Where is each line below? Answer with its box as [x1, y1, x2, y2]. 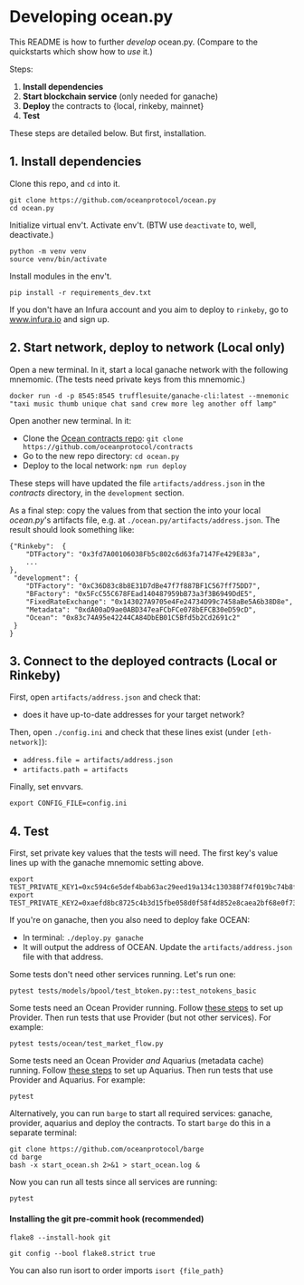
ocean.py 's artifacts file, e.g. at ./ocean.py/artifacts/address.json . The [9, 515, 280, 525]
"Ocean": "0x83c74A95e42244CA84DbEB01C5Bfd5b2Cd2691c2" [25, 613, 242, 623]
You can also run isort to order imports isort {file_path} [9, 1265, 224, 1276]
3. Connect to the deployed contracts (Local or [9, 653, 278, 669]
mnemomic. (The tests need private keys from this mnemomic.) [9, 374, 246, 385]
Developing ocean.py [9, 6, 174, 27]
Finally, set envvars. [9, 781, 84, 792]
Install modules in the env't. [9, 270, 112, 281]
